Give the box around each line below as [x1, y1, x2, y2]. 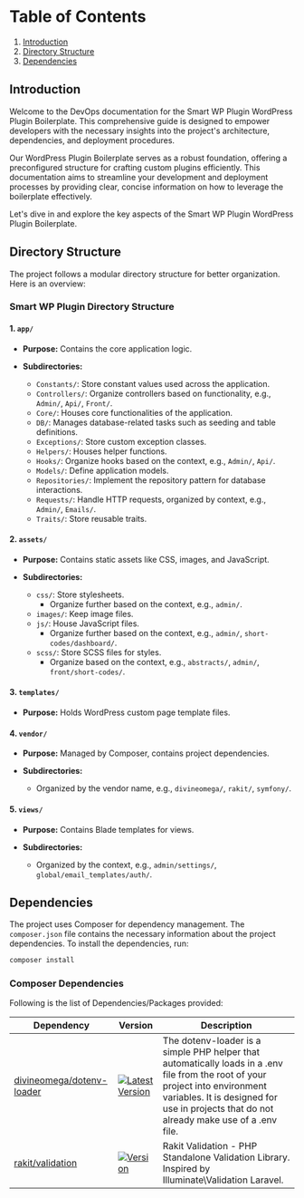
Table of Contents [9, 6, 147, 27]
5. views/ [9, 804, 43, 815]
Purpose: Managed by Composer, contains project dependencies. [22, 748, 270, 758]
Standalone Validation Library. [162, 1151, 290, 1164]
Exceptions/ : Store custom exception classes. [35, 436, 207, 447]
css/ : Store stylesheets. [35, 589, 125, 600]
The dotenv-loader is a [162, 1035, 261, 1048]
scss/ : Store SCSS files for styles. [35, 646, 162, 658]
